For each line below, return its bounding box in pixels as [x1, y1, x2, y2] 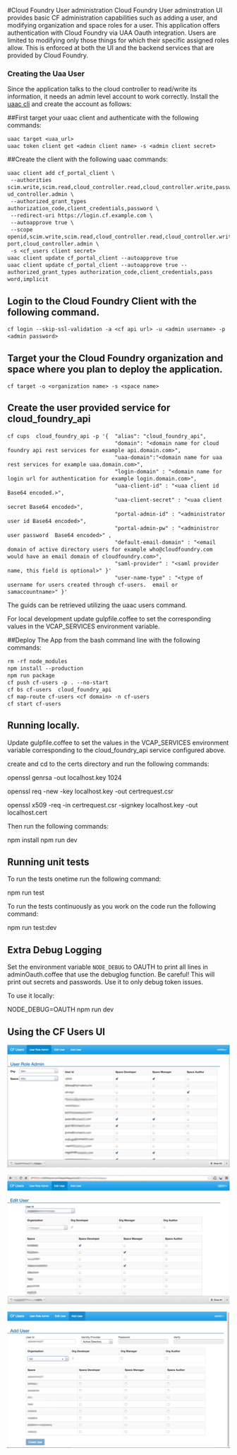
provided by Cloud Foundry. [7, 51, 89, 59]
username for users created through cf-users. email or [7, 581, 178, 588]
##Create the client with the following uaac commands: [7, 155, 168, 163]
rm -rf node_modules [7, 657, 68, 665]
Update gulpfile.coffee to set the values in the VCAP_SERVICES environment [7, 738, 229, 747]
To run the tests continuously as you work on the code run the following [7, 902, 217, 911]
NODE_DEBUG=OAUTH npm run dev [7, 1005, 114, 1014]
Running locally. [7, 720, 80, 732]
